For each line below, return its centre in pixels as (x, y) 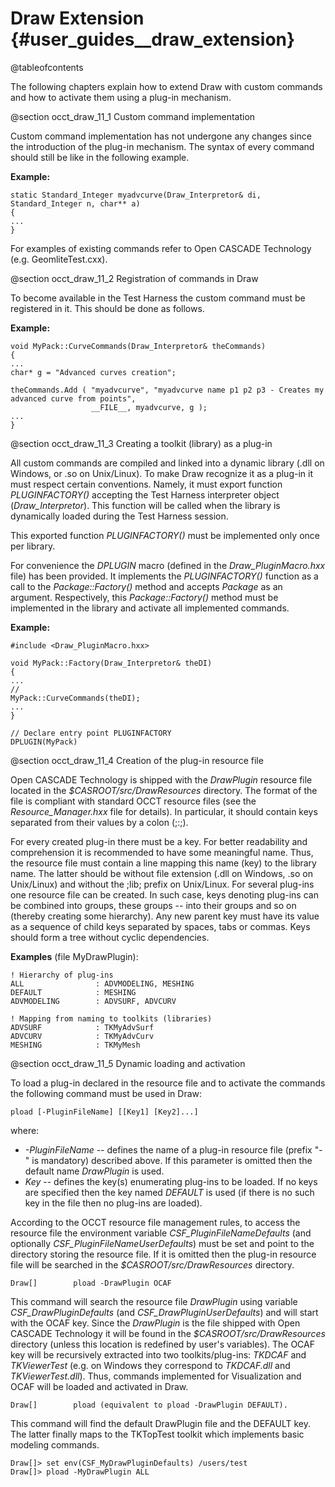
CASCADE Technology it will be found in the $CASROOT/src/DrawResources (168, 1333)
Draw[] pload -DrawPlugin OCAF (91, 1283)
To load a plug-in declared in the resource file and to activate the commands (168, 1083)
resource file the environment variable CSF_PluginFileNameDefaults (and (161, 1233)
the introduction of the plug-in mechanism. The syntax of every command (162, 146)
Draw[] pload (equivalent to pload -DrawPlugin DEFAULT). (149, 1405)
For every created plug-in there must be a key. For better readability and (159, 841)
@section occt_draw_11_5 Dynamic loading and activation (128, 1063)
